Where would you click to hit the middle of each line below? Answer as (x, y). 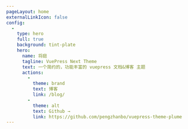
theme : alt (46, 106)
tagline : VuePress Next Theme (59, 61)
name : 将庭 (35, 56)
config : (16, 23)
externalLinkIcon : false (37, 17)
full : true (30, 39)
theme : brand (49, 84)
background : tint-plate (46, 45)
